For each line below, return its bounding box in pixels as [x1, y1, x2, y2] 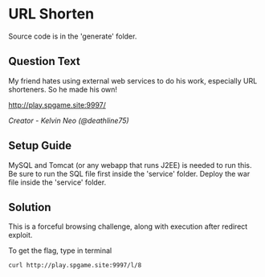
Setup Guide [8, 139, 72, 153]
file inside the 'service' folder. [8, 177, 107, 187]
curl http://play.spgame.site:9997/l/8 [8, 262, 142, 270]
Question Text [8, 55, 80, 68]
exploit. [8, 230, 33, 240]
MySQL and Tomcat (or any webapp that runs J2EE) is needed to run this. [8, 160, 252, 169]
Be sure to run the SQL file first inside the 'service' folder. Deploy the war [8, 169, 251, 178]
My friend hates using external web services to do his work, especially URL [8, 75, 258, 85]
